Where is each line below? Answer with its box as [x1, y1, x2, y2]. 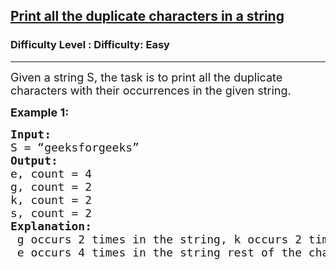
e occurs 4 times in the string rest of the [16, 245, 302, 259]
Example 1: [10, 105, 70, 119]
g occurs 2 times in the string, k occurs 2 [16, 232, 302, 246]
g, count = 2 [10, 179, 93, 194]
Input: [10, 127, 52, 141]
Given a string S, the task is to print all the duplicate [10, 70, 283, 84]
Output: [10, 153, 58, 168]
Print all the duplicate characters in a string [10, 8, 285, 25]
